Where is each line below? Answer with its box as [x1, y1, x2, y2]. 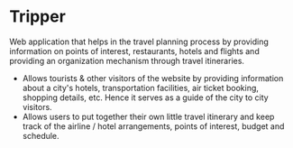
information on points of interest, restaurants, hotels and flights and [9, 45, 260, 56]
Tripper [9, 6, 66, 27]
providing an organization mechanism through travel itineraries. [9, 55, 245, 66]
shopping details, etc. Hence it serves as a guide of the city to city [22, 92, 269, 103]
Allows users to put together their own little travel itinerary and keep [22, 111, 275, 122]
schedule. [22, 130, 60, 141]
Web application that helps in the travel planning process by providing [9, 36, 269, 47]
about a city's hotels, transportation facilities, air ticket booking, [22, 82, 260, 93]
